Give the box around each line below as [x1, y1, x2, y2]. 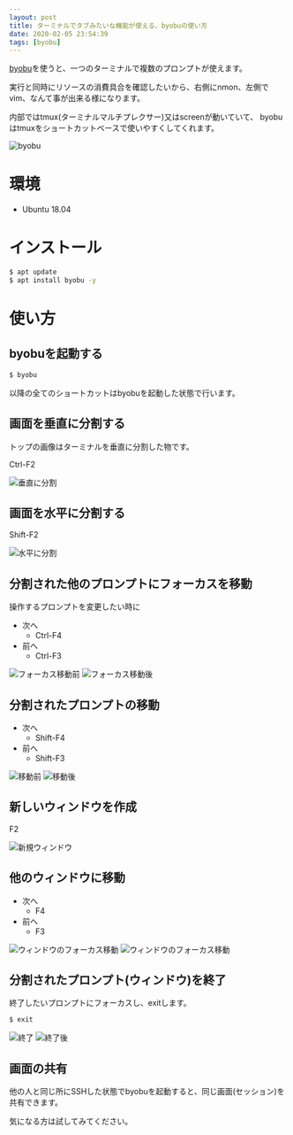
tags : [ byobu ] [9, 37, 62, 47]
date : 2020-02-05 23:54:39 [9, 29, 109, 38]
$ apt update [9, 267, 57, 277]
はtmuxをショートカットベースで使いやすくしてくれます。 [9, 123, 219, 134]
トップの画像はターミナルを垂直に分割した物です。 [9, 441, 194, 452]
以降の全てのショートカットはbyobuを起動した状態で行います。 [9, 387, 240, 398]
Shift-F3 [34, 753, 65, 763]
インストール [9, 238, 102, 258]
